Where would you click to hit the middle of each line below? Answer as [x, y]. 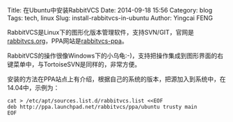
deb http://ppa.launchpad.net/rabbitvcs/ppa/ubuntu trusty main [102, 107]
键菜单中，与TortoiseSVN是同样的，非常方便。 [74, 64]
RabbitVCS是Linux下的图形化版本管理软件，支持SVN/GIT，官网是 [101, 32]
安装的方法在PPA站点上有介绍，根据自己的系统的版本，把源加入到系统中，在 [116, 79]
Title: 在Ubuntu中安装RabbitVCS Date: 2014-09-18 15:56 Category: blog [110, 10]
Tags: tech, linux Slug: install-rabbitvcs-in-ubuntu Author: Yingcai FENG [110, 18]
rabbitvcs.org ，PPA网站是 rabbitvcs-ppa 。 [68, 41]
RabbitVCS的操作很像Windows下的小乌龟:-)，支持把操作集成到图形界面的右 [115, 55]
